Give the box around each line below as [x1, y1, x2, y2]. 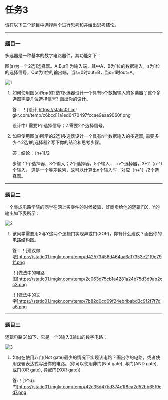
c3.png [12, 281, 27, 287]
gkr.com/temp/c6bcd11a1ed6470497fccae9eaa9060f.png [12, 112, 131, 118]
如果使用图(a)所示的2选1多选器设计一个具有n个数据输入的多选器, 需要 [12, 133, 155, 139]
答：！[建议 [12, 247, 36, 253]
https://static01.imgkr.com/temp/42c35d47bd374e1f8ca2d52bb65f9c [18, 383, 162, 390]
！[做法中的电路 [12, 269, 45, 275]
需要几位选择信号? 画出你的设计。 [21, 96, 91, 102]
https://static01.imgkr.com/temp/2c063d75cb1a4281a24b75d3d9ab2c [18, 276, 163, 282]
